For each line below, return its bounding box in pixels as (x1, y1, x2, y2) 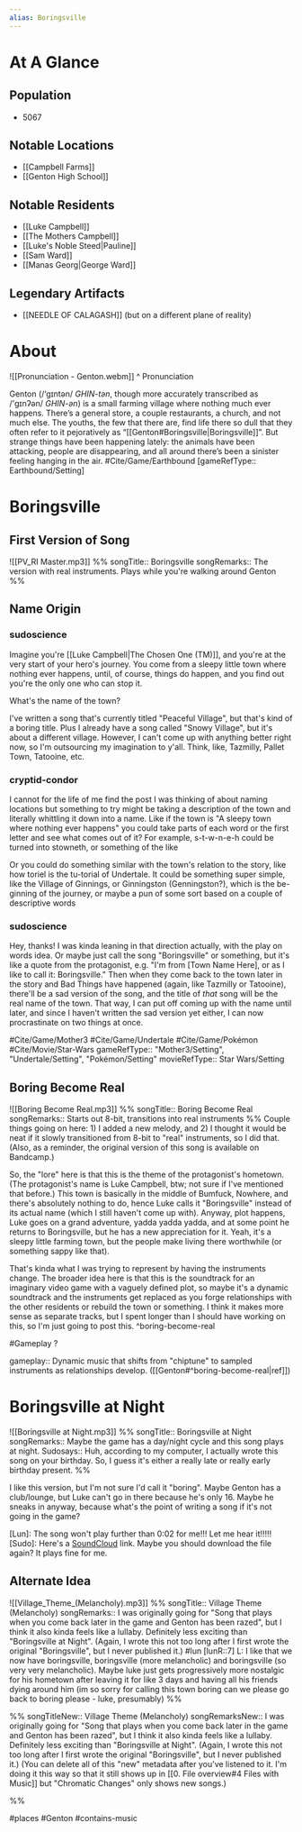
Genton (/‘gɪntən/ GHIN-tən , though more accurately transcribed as (9, 388, 259, 399)
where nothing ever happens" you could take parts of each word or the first (9, 822, 289, 834)
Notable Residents (9, 197, 115, 213)
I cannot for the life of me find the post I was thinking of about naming (9, 794, 268, 805)
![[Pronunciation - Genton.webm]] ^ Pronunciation (9, 371, 194, 381)
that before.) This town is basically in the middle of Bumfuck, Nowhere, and (9, 1189, 289, 1199)
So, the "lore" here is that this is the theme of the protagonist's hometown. (9, 1169, 285, 1180)
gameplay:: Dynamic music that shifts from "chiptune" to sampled (9, 1355, 253, 1366)
